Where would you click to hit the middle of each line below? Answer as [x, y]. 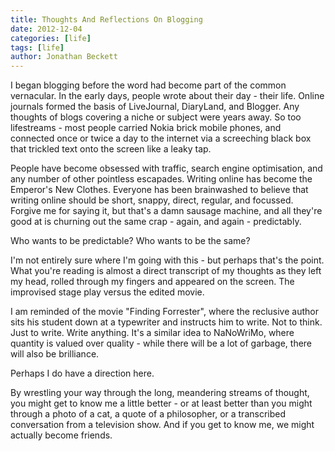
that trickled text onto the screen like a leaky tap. [111, 149]
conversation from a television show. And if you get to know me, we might [162, 425]
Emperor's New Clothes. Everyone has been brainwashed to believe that [159, 190]
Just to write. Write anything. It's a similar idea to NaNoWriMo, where [152, 333]
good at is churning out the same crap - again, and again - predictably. [156, 222]
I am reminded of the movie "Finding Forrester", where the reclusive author [164, 312]
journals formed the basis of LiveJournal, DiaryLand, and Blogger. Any [155, 107]
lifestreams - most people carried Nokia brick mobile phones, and [146, 128]
